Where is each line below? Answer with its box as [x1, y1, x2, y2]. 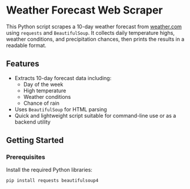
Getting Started [6, 135, 64, 145]
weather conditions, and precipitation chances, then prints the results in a [6, 35, 185, 42]
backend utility [14, 118, 51, 125]
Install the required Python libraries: [6, 166, 93, 174]
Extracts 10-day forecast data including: [14, 74, 112, 81]
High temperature [23, 87, 66, 94]
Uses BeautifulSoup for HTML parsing [14, 105, 107, 112]
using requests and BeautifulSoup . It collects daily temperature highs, [6, 29, 175, 36]
